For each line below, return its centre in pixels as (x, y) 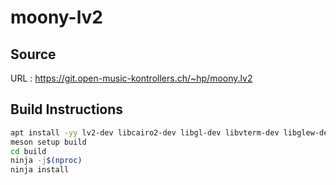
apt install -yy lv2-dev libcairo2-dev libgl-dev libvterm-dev (145, 132)
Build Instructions (67, 109)
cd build (28, 151)
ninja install (40, 170)
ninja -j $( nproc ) (46, 161)
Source (33, 54)
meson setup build (48, 142)
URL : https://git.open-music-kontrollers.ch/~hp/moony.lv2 (131, 78)
